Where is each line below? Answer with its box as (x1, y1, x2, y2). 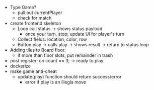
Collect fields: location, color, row (17, 36, 87, 42)
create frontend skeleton (10, 20, 61, 26)
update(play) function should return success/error (17, 74, 122, 79)
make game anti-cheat (10, 68, 57, 74)
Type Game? (10, 5, 37, 10)
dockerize (10, 63, 31, 69)
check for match (17, 15, 52, 21)
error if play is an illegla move (25, 79, 87, 85)
